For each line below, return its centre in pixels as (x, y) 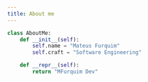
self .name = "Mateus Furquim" (76, 46)
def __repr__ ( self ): (50, 65)
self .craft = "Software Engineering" (87, 53)
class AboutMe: (29, 33)
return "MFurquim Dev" (65, 71)
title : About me (31, 14)
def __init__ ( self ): (50, 39)
